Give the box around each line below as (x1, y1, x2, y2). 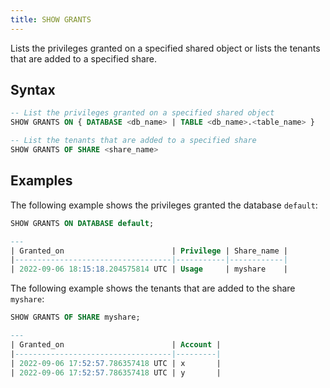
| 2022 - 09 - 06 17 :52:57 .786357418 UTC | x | (10, 358, 222, 368)
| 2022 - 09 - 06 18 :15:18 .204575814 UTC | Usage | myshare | (10, 264, 288, 275)
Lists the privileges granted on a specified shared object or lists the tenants (10, 42, 321, 54)
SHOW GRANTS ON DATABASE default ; (10, 218, 155, 228)
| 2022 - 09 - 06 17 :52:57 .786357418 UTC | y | (10, 367, 222, 378)
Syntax (10, 82, 56, 99)
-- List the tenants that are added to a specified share (10, 136, 257, 146)
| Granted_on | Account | (10, 339, 222, 350)
